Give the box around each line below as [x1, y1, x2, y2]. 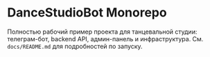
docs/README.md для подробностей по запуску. [7, 42, 143, 50]
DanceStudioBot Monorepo [7, 5, 168, 21]
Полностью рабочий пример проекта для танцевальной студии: [7, 27, 198, 36]
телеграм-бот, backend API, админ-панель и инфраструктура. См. [7, 34, 204, 43]
